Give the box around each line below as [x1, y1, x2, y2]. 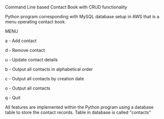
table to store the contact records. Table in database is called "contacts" [5, 110, 151, 115]
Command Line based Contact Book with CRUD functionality [5, 4, 127, 10]
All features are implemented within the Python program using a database [5, 104, 154, 110]
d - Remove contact [5, 48, 45, 53]
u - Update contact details [5, 57, 58, 63]
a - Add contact [5, 38, 37, 44]
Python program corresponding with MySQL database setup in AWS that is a [5, 14, 160, 19]
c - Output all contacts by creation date [5, 76, 84, 81]
